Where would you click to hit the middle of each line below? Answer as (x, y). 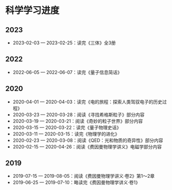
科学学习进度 (33, 11)
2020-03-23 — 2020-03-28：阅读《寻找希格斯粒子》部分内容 (79, 115)
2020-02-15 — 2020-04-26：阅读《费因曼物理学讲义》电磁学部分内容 (87, 146)
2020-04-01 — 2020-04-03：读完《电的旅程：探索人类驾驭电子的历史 (88, 102)
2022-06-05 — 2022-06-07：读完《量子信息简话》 (67, 72)
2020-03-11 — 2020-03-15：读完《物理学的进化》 (66, 134)
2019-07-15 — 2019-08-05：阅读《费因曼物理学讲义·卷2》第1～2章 (84, 176)
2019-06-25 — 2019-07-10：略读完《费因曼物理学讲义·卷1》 (76, 182)
